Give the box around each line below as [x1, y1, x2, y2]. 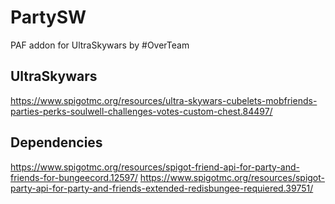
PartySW [10, 6, 87, 29]
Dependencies [10, 134, 103, 151]
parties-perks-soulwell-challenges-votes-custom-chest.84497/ [10, 105, 273, 117]
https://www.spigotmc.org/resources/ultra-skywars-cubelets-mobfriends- [10, 94, 318, 106]
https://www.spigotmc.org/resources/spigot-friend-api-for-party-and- [10, 161, 300, 173]
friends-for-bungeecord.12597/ [10, 171, 138, 183]
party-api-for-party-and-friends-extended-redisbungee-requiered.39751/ [10, 182, 314, 194]
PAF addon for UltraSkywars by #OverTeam [10, 39, 190, 51]
